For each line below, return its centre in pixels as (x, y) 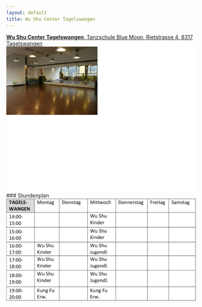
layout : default (26, 13)
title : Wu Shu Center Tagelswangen (51, 19)
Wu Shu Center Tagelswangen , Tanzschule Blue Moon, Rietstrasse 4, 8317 (100, 37)
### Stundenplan (28, 195)
